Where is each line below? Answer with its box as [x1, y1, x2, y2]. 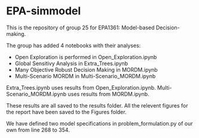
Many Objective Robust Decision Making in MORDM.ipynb [14, 66, 158, 73]
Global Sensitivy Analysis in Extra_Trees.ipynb [14, 60, 128, 67]
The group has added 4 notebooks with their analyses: [6, 42, 141, 49]
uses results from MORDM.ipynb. [68, 90, 149, 97]
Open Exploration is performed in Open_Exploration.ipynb [14, 53, 157, 60]
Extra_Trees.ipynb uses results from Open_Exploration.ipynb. [6, 84, 157, 91]
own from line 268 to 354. [6, 126, 70, 133]
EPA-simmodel [6, 4, 81, 18]
